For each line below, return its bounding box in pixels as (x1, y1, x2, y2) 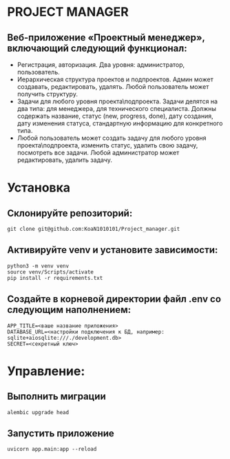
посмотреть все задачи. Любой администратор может (17, 149, 180, 156)
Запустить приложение (7, 428, 115, 440)
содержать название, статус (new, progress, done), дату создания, (17, 112, 213, 120)
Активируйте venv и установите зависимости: (7, 244, 218, 256)
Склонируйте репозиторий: (7, 207, 133, 219)
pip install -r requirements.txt (7, 274, 103, 281)
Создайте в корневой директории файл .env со (7, 294, 222, 305)
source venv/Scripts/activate (7, 268, 94, 276)
